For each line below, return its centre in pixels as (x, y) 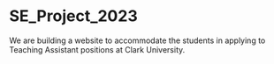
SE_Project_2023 (74, 16)
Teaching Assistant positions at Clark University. (97, 49)
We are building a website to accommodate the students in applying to (137, 40)
